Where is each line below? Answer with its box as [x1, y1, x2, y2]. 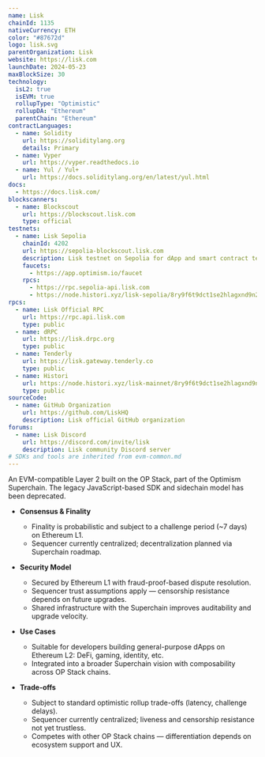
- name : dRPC [15, 327, 58, 336]
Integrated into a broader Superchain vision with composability [31, 659, 236, 668]
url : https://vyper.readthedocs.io [22, 159, 140, 167]
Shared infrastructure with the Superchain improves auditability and [31, 603, 252, 613]
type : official [22, 218, 73, 225]
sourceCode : [8, 394, 47, 402]
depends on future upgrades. [31, 595, 128, 604]
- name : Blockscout [15, 202, 80, 210]
